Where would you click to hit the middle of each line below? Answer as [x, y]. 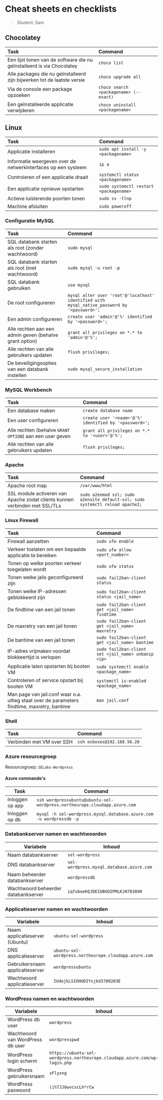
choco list [111, 63]
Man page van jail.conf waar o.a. [44, 694]
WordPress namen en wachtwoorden [50, 999]
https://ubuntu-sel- [73, 1053]
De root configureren [31, 302]
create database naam [107, 411]
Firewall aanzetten [28, 541]
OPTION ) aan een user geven [39, 436]
